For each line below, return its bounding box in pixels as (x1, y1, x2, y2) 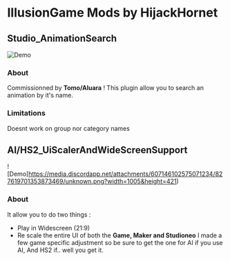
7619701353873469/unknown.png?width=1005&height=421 (7, 177, 178, 186)
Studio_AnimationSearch (7, 33, 117, 44)
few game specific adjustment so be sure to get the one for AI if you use (17, 238, 223, 246)
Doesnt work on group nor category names (7, 124, 130, 132)
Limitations (7, 109, 46, 118)
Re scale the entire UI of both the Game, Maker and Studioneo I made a (17, 231, 222, 240)
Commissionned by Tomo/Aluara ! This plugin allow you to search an (7, 84, 204, 92)
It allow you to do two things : (7, 210, 91, 219)
